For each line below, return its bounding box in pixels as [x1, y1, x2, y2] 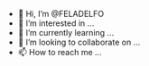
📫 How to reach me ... [17, 47, 102, 57]
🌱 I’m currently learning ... [17, 28, 115, 37]
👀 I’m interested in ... [17, 18, 95, 29]
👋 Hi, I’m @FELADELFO [17, 9, 105, 19]
